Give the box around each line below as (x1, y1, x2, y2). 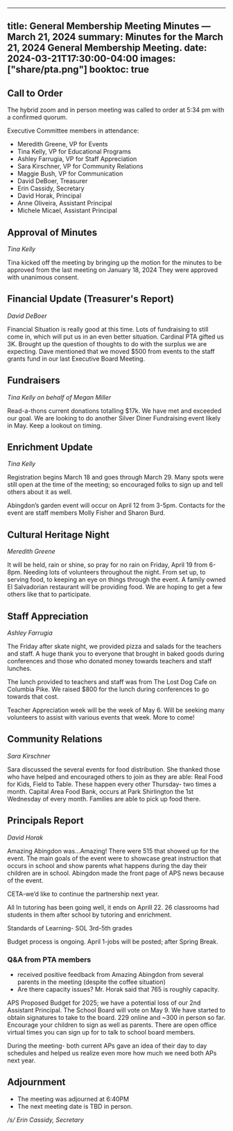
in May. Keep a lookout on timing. (7, 421, 103, 430)
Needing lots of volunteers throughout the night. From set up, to (23, 568, 206, 577)
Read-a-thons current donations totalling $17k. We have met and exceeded (7, 407, 222, 415)
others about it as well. (7, 488, 72, 496)
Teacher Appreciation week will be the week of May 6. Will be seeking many (7, 706, 225, 715)
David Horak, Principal (17, 192, 82, 200)
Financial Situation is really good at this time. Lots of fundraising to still (7, 325, 209, 333)
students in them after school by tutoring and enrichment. (7, 910, 172, 919)
